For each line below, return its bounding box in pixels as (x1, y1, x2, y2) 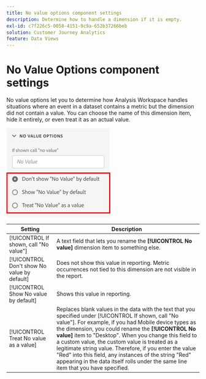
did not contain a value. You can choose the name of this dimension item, (6, 109, 192, 117)
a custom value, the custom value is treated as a (56, 338, 178, 345)
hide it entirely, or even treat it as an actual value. (6, 116, 131, 123)
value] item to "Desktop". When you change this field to (56, 331, 197, 339)
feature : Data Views (6, 36, 59, 42)
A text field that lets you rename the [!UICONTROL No (56, 237, 193, 245)
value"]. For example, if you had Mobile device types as (56, 318, 196, 326)
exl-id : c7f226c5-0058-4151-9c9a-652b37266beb (6, 23, 128, 29)
